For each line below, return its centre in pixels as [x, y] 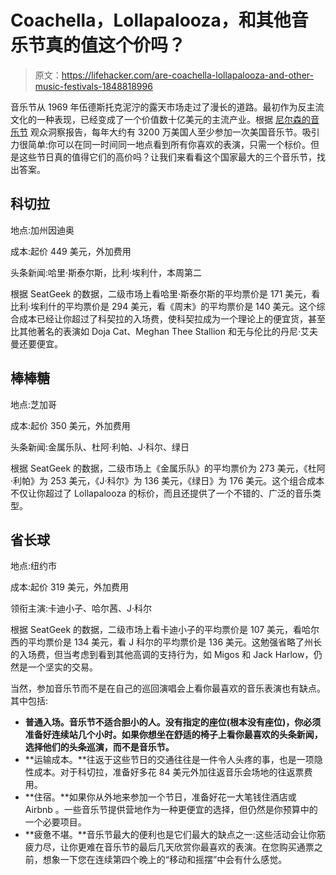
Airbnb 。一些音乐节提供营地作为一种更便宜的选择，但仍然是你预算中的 [171, 810]
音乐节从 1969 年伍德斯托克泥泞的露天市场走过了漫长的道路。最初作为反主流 [167, 107]
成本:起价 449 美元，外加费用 [71, 251]
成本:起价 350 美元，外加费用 [70, 425]
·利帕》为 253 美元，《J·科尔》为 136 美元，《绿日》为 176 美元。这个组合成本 [167, 480]
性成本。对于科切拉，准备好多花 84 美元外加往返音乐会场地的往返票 [164, 772]
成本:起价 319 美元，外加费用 [69, 587]
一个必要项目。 [55, 822]
